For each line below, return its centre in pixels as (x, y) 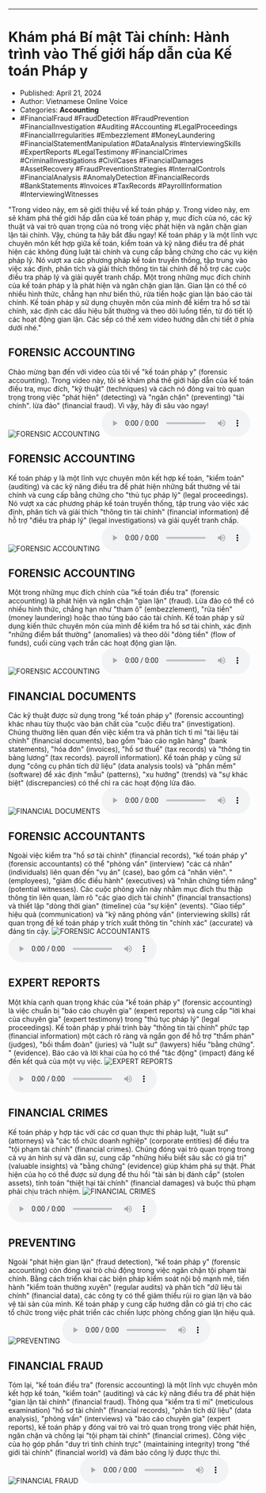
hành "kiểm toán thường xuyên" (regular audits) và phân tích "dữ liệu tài (125, 1287)
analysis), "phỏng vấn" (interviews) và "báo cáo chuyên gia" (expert (120, 1419)
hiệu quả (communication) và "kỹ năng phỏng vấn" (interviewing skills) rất (129, 914)
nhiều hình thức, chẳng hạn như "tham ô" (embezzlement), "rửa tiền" (120, 609)
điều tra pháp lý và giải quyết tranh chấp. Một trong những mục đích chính (129, 277)
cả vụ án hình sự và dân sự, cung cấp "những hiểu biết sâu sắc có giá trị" (127, 1157)
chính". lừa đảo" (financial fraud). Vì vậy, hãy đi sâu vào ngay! (109, 405)
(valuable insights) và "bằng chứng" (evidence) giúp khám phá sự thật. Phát (132, 1166)
